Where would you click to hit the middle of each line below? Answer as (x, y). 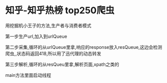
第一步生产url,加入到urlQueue (36, 36)
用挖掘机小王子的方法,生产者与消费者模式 (48, 25)
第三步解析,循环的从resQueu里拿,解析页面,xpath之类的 (62, 64)
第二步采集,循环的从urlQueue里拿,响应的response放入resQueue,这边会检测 (84, 47)
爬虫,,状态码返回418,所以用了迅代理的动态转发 (53, 53)
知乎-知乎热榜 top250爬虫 (60, 10)
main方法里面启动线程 (28, 75)
